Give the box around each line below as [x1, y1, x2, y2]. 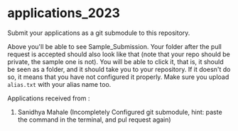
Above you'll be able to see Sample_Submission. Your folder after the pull [7, 42, 222, 51]
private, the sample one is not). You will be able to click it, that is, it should [7, 57, 224, 65]
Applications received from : [7, 94, 90, 103]
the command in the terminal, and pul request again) [17, 115, 172, 124]
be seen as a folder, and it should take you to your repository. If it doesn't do [7, 65, 231, 73]
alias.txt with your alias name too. [7, 80, 112, 88]
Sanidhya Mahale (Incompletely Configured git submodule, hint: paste [17, 108, 222, 116]
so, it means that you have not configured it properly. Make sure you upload [7, 73, 229, 81]
